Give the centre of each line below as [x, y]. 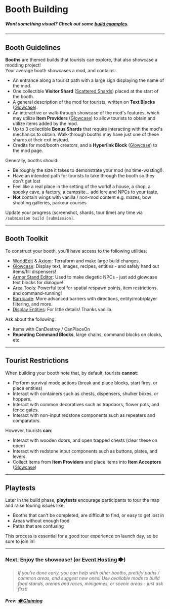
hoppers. [22, 399]
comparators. [27, 420]
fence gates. [26, 410]
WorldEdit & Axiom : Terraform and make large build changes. [76, 261]
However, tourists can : [29, 430]
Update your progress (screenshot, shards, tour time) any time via [74, 212]
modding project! [23, 65]
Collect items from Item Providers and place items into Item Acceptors [87, 462]
